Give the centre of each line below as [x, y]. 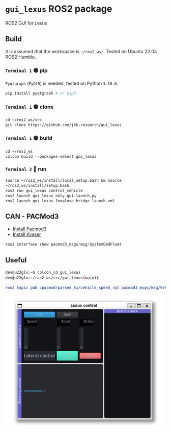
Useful [16, 260]
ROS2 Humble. [21, 57]
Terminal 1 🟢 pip [26, 70]
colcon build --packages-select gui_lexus [51, 156]
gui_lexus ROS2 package [59, 9]
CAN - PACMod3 [32, 217]
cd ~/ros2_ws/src [24, 120]
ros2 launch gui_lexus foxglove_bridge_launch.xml [60, 201]
